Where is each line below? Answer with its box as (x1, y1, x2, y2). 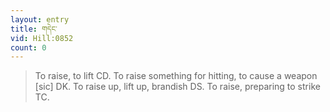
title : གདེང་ (10, 24, 58, 34)
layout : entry (10, 14, 70, 25)
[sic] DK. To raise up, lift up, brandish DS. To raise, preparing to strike (34, 81, 321, 93)
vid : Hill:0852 (10, 33, 74, 43)
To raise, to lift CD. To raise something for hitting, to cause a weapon (34, 70, 318, 82)
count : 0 (10, 42, 47, 53)
